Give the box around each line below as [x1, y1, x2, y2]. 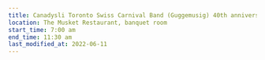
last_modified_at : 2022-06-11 [8, 41, 108, 48]
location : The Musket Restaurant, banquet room [8, 19, 168, 26]
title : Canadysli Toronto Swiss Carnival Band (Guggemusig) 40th [8, 11, 227, 19]
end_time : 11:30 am [8, 33, 73, 41]
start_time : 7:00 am [8, 26, 77, 34]
